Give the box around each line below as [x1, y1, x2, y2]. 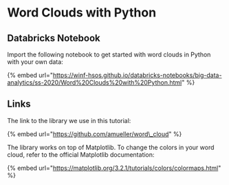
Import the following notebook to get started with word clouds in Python [7, 50, 211, 58]
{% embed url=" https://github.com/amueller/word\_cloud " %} [7, 129, 182, 138]
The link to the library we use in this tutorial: [7, 116, 131, 124]
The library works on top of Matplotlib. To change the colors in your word [7, 143, 215, 151]
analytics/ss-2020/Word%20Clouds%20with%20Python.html [7, 78, 182, 87]
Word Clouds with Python [7, 5, 157, 21]
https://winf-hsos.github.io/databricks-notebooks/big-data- [52, 71, 222, 79]
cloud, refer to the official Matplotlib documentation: [7, 150, 155, 159]
